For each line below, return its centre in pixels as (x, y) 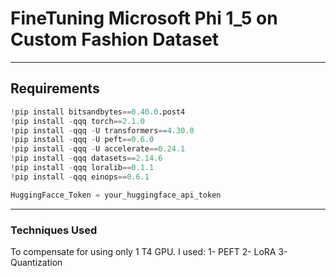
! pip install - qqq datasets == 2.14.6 (86, 158)
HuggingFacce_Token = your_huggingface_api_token (116, 195)
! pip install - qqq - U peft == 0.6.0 (82, 140)
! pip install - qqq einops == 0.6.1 (80, 177)
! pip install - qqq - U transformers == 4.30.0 (102, 130)
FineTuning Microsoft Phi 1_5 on (144, 18)
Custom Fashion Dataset (115, 39)
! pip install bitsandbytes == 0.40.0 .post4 (98, 112)
